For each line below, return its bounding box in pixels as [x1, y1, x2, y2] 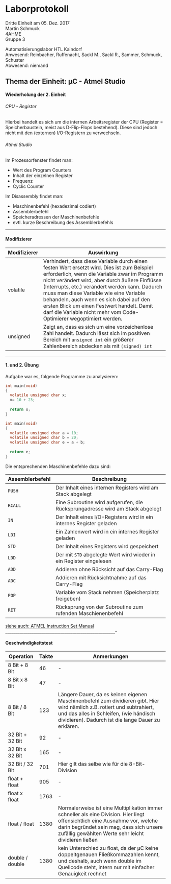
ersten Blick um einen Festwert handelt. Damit [43, 302, 153, 309]
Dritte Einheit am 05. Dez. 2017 [5, 20, 70, 26]
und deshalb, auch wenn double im [58, 857, 141, 865]
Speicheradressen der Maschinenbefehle [12, 214, 100, 220]
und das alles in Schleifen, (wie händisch [58, 710, 156, 717]
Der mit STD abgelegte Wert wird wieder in [55, 551, 156, 558]
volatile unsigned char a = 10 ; [10, 430, 79, 435]
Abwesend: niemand [5, 62, 48, 68]
